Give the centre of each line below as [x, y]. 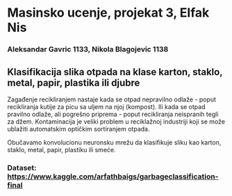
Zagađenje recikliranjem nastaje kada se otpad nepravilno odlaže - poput [112, 99]
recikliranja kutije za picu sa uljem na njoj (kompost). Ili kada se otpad [106, 106]
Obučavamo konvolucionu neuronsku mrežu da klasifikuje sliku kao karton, [114, 142]
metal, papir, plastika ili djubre [74, 82]
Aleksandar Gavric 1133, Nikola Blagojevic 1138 [88, 49]
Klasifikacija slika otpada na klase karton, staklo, [115, 72]
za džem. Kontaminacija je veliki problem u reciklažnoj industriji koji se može [116, 121]
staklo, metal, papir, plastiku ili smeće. [61, 149]
